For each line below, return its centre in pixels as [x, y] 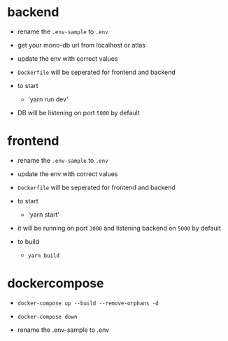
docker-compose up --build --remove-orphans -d [88, 303]
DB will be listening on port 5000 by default [78, 113]
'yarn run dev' [48, 99]
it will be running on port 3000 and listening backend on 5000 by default [119, 228]
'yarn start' [44, 215]
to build [28, 241]
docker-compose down [47, 317]
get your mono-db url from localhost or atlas [81, 45]
